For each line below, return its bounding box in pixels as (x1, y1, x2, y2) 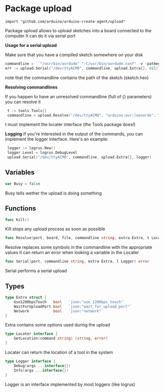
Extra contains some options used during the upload (5, 322, 111, 328)
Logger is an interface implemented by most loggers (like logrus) (5, 381, 136, 387)
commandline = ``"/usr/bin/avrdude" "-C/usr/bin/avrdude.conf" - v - (5, 61, 147, 66)
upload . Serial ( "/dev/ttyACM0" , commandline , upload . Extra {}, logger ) (7, 155, 152, 160)
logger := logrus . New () (7, 146, 56, 151)
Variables (5, 168, 35, 176)
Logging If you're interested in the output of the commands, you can (5, 131, 143, 137)
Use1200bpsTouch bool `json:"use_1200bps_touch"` (14, 299, 125, 305)
